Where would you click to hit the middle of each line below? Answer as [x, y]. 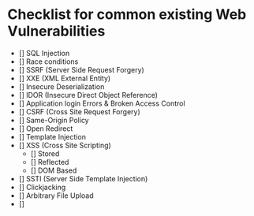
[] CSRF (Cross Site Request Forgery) [80, 111]
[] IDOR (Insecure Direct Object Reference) [88, 95]
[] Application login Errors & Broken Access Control [102, 103]
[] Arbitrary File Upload [56, 196]
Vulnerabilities [56, 31]
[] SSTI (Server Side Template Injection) [83, 178]
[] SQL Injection [44, 53]
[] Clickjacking [42, 187]
